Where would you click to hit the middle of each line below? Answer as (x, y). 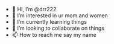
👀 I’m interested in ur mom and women (60, 15)
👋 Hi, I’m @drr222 (34, 9)
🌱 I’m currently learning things (49, 22)
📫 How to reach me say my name (54, 35)
